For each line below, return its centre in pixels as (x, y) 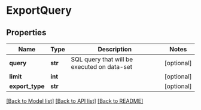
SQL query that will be (102, 59)
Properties (26, 33)
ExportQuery (39, 10)
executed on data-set (102, 67)
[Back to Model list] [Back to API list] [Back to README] (75, 101)
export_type (27, 86)
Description (115, 49)
